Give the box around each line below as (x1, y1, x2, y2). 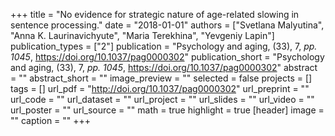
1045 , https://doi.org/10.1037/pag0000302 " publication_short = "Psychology (10, 51, 325, 63)
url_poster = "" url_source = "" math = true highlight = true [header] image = (10, 104, 325, 116)
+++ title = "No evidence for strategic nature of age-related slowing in (10, 9, 300, 20)
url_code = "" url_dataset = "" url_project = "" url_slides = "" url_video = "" (10, 94, 315, 105)
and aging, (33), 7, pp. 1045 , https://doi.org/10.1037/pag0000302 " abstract (10, 62, 318, 73)
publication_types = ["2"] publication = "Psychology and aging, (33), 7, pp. (10, 40, 318, 52)
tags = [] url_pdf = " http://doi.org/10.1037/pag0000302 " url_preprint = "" (10, 83, 310, 94)
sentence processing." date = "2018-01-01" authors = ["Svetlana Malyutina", (10, 19, 325, 31)
